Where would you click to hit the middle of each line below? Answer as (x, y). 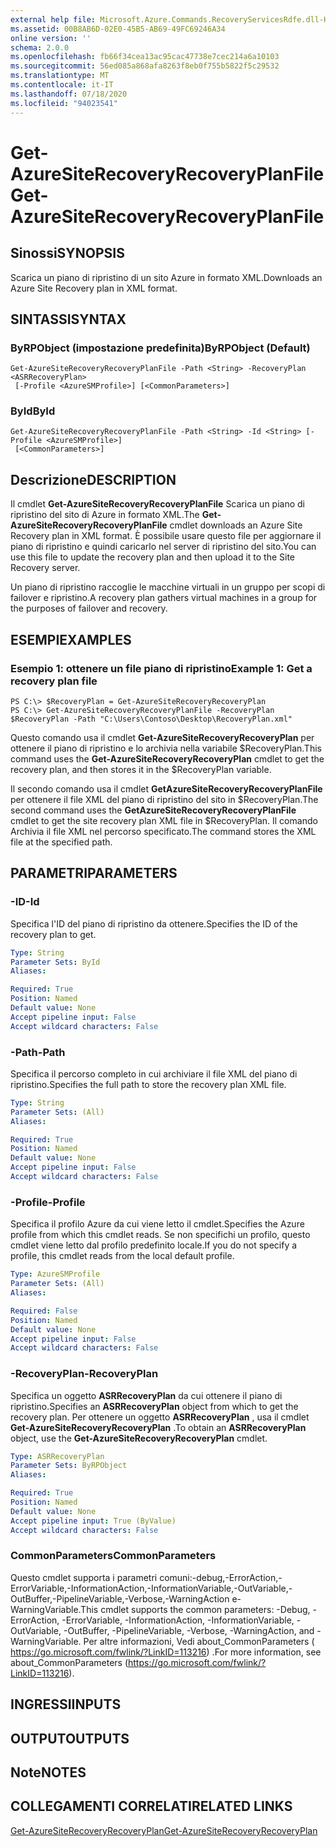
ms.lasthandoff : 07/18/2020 (69, 94)
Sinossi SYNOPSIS (67, 253)
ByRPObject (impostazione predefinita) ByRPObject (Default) (160, 348)
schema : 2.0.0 (40, 47)
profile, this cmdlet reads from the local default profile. (122, 1256)
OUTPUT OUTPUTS (70, 1738)
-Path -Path (38, 1052)
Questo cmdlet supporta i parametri (84, 1577)
